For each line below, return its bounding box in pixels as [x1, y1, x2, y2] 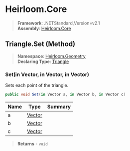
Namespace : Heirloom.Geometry [17, 53, 86, 59]
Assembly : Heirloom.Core [17, 25, 71, 31]
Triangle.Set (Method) [5, 40, 76, 48]
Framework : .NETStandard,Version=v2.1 [17, 20, 100, 26]
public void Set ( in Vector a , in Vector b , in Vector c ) [5, 92, 126, 97]
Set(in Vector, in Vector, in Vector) [5, 71, 90, 78]
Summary [47, 103, 71, 110]
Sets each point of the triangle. [5, 82, 69, 88]
